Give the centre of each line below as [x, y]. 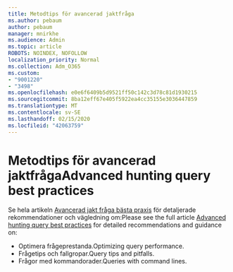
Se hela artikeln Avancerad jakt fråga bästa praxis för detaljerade [102, 210]
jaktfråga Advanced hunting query [109, 176]
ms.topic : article [35, 47]
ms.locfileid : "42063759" [46, 125]
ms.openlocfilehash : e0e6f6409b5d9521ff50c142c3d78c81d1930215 [103, 93]
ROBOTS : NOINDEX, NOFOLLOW [48, 54]
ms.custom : [24, 73]
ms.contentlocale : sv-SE [44, 112]
